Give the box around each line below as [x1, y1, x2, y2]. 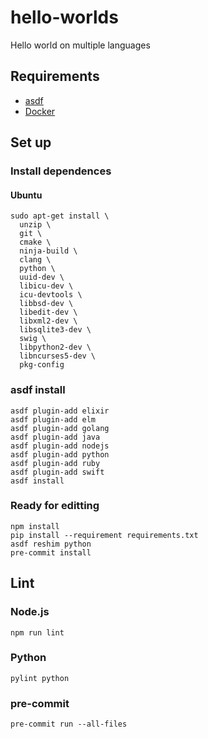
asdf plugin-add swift [10, 467, 105, 477]
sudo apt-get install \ [10, 211, 110, 221]
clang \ [19, 255, 52, 265]
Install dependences [10, 164, 112, 178]
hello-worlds [10, 6, 119, 29]
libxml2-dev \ [19, 316, 78, 326]
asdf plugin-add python [10, 449, 110, 460]
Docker [24, 105, 56, 117]
